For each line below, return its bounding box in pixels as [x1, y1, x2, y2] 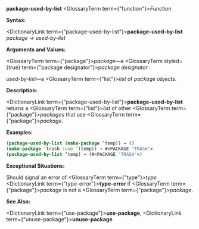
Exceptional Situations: [6, 162, 65, 169]
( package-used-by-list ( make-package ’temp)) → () [6, 140, 135, 146]
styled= [163, 58, 183, 64]
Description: [6, 87, 38, 94]
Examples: [6, 129, 33, 136]
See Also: [6, 197, 31, 205]
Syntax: [6, 17, 26, 23]
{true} [6, 64, 21, 71]
